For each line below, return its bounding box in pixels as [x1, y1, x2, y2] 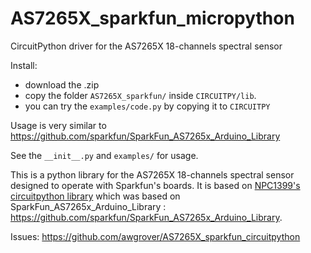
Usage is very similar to [10, 119, 107, 131]
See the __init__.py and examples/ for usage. [10, 149, 199, 161]
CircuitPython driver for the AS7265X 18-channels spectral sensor [10, 40, 283, 52]
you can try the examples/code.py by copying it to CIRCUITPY [24, 100, 271, 112]
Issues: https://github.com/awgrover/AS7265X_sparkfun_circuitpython [10, 230, 301, 242]
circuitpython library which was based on [10, 190, 181, 202]
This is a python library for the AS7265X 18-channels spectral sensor [10, 168, 295, 181]
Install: [10, 59, 38, 71]
